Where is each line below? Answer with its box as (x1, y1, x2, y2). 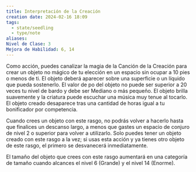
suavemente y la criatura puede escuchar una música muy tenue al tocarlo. (6, 93, 188, 100)
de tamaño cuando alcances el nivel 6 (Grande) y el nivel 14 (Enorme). (6, 159, 176, 166)
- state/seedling (11, 24, 54, 31)
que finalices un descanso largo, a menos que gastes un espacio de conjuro (6, 123, 190, 130)
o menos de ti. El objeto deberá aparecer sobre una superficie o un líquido (6, 75, 185, 82)
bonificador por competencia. (6, 106, 78, 113)
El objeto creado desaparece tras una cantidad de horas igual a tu (6, 100, 165, 107)
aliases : (6, 36, 27, 41)
